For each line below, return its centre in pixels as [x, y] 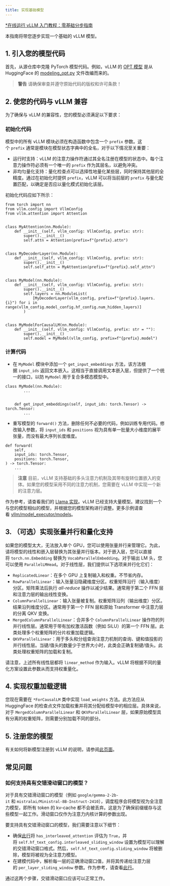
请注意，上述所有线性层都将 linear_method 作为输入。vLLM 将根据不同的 [81, 662]
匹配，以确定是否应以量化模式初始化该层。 [62, 184]
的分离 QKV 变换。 [32, 613]
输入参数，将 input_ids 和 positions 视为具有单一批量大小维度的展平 [89, 429]
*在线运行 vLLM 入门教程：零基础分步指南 [49, 25]
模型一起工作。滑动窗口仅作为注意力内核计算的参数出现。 [70, 814]
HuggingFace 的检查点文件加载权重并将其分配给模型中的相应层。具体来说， [84, 706]
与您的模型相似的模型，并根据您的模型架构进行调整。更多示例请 [72, 508]
